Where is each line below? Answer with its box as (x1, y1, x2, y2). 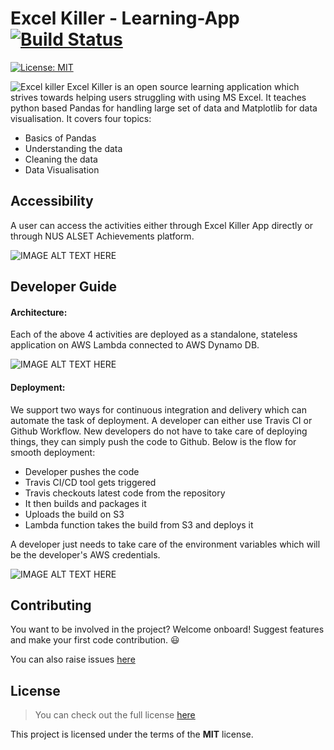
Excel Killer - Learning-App (10, 7, 240, 30)
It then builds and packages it (24, 497, 147, 509)
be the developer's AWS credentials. (10, 548, 161, 561)
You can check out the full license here (34, 709, 196, 721)
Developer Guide (10, 278, 118, 296)
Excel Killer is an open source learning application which (66, 80, 300, 92)
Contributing (10, 597, 92, 614)
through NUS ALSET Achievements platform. (10, 230, 195, 242)
